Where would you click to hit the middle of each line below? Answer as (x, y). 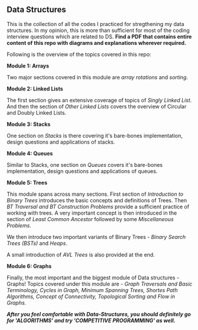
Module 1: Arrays (28, 66)
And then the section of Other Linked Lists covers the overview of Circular (97, 106)
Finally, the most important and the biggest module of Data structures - (93, 277)
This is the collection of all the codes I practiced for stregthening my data (95, 24)
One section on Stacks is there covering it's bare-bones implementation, (95, 135)
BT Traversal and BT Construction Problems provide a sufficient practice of (98, 206)
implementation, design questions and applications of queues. (82, 171)
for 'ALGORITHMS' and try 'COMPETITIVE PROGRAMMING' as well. (91, 320)
